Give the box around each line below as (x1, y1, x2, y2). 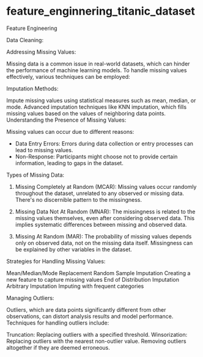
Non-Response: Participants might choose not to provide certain (15, 153, 178, 160)
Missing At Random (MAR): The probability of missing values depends (15, 232, 192, 240)
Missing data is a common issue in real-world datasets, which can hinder (6, 60, 190, 67)
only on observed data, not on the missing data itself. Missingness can (15, 239, 193, 246)
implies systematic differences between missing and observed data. (15, 221, 187, 228)
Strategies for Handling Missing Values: (6, 257, 106, 265)
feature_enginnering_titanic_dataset (6, 4, 196, 18)
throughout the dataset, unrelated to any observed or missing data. (15, 190, 185, 197)
